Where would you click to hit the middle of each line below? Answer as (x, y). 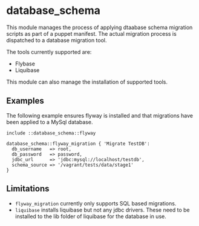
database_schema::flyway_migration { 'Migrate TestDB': (78, 144)
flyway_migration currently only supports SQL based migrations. (96, 203)
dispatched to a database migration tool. (57, 40)
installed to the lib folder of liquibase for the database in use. (90, 216)
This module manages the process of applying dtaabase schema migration (99, 27)
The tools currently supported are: (49, 52)
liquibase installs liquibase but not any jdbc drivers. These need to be (103, 210)
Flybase (25, 64)
